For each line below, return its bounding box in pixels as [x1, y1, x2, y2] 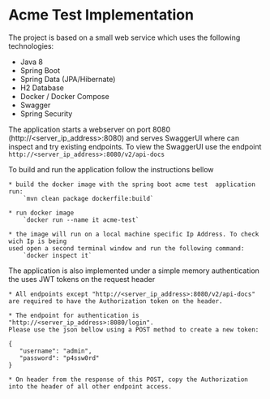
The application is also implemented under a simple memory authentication [8, 266, 259, 275]
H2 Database [19, 83, 65, 93]
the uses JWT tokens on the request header [8, 274, 156, 284]
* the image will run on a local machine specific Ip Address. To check [8, 230, 259, 238]
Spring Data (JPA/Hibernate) [19, 74, 116, 84]
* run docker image [8, 209, 75, 217]
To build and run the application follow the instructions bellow [8, 164, 214, 174]
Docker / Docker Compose [19, 91, 109, 101]
